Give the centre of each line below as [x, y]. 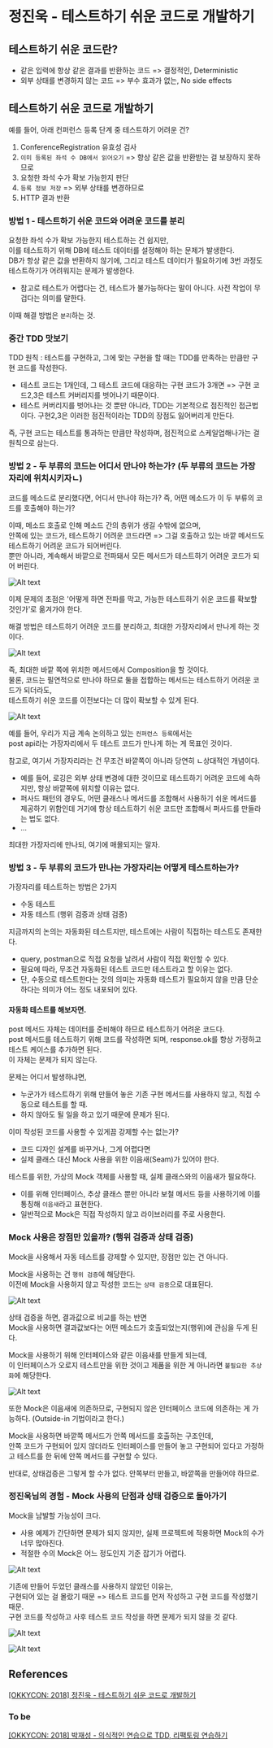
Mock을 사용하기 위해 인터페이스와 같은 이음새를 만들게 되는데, [108, 1354]
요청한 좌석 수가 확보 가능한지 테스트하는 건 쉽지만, [89, 240]
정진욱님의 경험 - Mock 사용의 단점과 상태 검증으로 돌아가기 [118, 1496]
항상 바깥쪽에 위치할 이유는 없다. [89, 788]
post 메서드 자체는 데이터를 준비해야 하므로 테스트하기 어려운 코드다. [117, 1029]
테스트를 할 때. [65, 1105]
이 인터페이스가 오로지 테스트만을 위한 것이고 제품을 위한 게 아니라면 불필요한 [128, 1365]
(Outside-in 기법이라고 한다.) [78, 1418]
